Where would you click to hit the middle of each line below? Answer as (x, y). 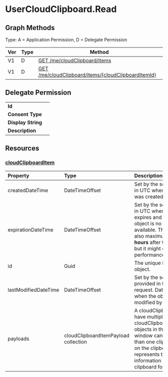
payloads (18, 338)
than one (144, 341)
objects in (146, 329)
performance (149, 255)
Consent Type (25, 114)
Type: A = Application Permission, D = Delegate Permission (66, 40)
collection (76, 341)
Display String (25, 122)
